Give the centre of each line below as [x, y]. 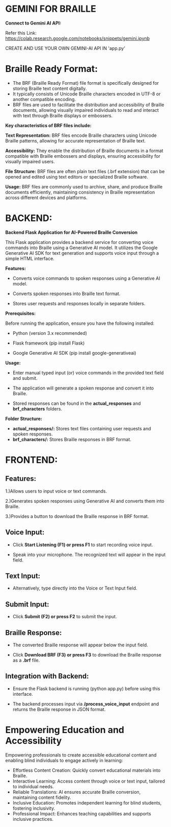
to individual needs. [33, 786]
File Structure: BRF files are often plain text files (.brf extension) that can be [85, 171]
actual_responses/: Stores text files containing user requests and [82, 428]
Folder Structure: [24, 419]
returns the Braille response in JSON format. [59, 709]
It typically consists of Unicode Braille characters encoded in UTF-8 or [87, 94]
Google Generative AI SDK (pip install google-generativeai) [74, 353]
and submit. [25, 378]
